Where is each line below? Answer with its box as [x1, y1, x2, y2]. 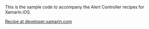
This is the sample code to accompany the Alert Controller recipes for [5, 4, 145, 10]
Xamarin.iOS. [5, 9, 31, 15]
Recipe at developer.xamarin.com [5, 19, 72, 24]
